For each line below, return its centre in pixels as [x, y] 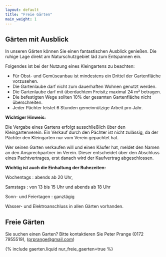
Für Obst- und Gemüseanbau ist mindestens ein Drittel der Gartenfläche [86, 76]
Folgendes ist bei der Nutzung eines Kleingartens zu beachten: [70, 66]
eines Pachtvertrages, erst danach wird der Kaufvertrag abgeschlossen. [79, 158]
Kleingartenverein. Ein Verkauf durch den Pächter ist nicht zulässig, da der [82, 132]
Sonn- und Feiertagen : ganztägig [40, 197]
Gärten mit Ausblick [37, 39]
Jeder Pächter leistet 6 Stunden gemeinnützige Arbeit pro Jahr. [77, 108]
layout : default [22, 10]
